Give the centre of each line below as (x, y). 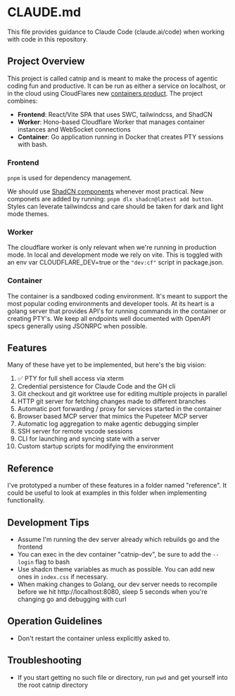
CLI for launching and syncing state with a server (89, 439)
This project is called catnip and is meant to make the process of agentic (113, 78)
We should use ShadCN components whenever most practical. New (106, 191)
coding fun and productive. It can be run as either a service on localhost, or (117, 86)
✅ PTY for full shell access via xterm (71, 379)
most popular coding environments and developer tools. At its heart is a (111, 303)
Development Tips (48, 523)
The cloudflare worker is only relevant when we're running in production (112, 248)
